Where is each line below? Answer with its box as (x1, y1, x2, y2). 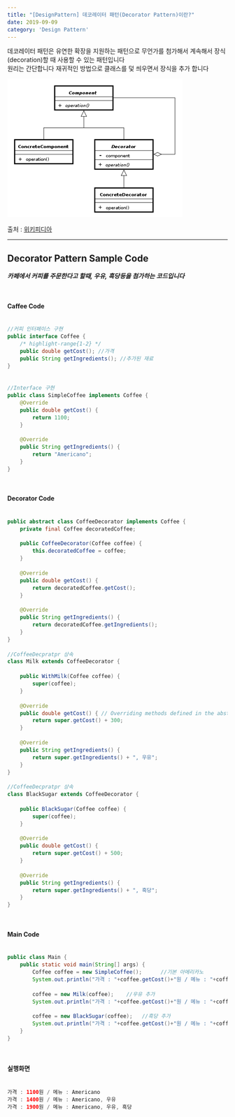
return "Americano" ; (32, 451, 92, 458)
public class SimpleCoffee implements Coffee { (7, 392, 149, 399)
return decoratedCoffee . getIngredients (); (32, 621, 158, 628)
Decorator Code (7, 494, 55, 503)
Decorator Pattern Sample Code (7, 252, 149, 264)
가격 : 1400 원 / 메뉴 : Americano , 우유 (7, 1096, 117, 1103)
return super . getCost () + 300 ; (32, 717, 124, 724)
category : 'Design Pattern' (7, 26, 90, 33)
